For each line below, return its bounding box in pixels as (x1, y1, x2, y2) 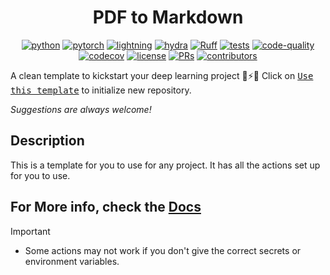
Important (10, 225, 51, 237)
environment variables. (24, 255, 120, 267)
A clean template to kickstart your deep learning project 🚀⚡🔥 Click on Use (10, 69, 314, 81)
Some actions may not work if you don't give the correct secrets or (24, 244, 302, 256)
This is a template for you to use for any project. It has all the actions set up (10, 159, 321, 171)
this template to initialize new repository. (10, 84, 192, 96)
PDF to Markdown (92, 6, 244, 29)
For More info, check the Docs (10, 199, 202, 216)
